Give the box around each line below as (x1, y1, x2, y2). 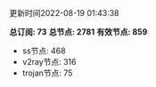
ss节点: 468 (21, 45, 66, 56)
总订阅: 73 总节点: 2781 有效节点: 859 (9, 27, 148, 37)
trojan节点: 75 (21, 67, 73, 78)
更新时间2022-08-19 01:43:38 (9, 8, 119, 18)
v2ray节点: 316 (21, 57, 77, 67)
